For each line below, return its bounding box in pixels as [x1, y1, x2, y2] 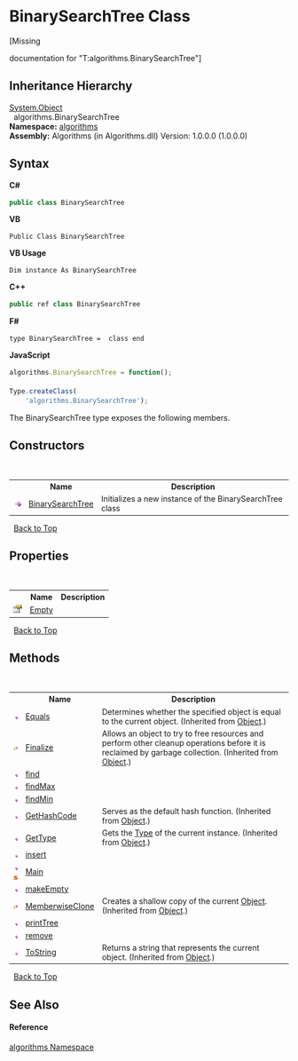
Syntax [9, 156, 50, 171]
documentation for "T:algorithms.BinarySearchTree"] [9, 52, 202, 63]
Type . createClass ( [9, 387, 77, 396]
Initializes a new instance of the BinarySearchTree [100, 494, 283, 504]
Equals [25, 711, 51, 721]
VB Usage [9, 248, 47, 258]
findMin [25, 793, 53, 804]
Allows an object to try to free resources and [101, 728, 264, 739]
